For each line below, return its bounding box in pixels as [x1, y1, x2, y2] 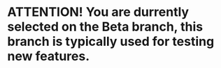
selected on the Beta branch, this [7, 19, 204, 35]
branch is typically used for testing [7, 34, 215, 49]
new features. [7, 49, 90, 65]
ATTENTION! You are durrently [7, 4, 190, 20]
